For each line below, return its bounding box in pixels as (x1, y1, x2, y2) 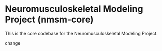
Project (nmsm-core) (5, 14, 94, 25)
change (5, 40, 21, 46)
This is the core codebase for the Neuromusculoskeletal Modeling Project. (5, 30, 158, 36)
